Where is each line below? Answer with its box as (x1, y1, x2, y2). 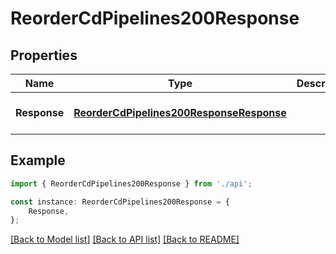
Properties (10, 47, 78, 64)
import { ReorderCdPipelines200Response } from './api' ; (10, 178, 253, 189)
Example (10, 152, 66, 169)
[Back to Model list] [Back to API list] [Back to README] (10, 233, 240, 246)
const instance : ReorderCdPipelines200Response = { (10, 197, 230, 207)
